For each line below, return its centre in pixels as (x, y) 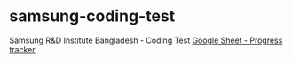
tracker (22, 49)
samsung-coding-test (92, 16)
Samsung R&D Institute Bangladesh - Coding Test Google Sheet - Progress (146, 40)
